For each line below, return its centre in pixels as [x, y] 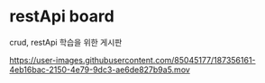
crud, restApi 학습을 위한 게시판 [66, 42]
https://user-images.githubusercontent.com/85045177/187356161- [132, 60]
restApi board [62, 17]
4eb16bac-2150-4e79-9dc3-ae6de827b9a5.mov [100, 70]
